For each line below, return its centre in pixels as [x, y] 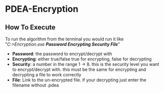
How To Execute [30, 27]
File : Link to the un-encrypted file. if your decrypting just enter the [79, 80]
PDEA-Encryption [42, 9]
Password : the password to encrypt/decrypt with [62, 54]
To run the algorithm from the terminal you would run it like [65, 39]
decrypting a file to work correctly [47, 75]
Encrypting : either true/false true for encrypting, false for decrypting [82, 59]
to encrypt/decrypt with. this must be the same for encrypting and [79, 69]
